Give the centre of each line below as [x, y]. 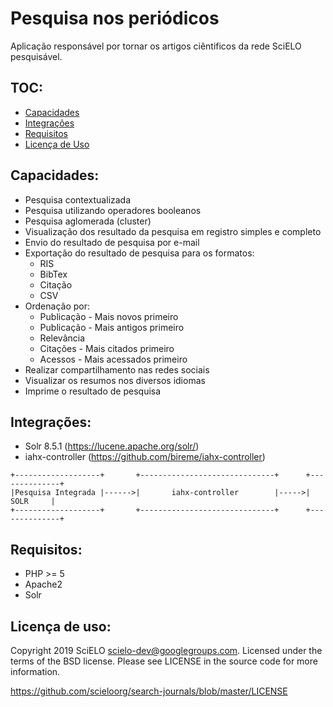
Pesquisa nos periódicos [115, 18]
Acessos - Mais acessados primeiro [113, 359]
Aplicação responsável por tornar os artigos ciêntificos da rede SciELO [156, 46]
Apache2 [43, 584]
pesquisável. [36, 56]
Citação [56, 284]
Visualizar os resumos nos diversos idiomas [115, 380]
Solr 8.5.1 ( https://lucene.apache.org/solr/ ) [112, 446]
